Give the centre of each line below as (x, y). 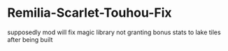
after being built (30, 39)
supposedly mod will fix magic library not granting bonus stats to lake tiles (114, 32)
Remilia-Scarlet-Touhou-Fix (90, 13)
